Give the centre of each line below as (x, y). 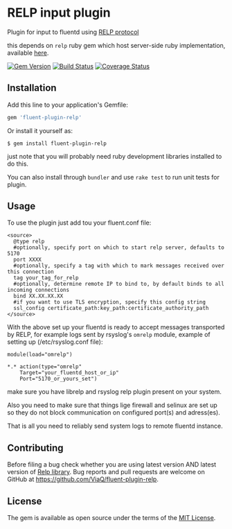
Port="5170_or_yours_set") (59, 379)
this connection (30, 272)
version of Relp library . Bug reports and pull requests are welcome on (106, 472)
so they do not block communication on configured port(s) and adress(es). (114, 413)
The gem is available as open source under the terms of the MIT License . (111, 518)
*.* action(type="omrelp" (44, 367)
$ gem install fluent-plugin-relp (57, 144)
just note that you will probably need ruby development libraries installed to (115, 156)
